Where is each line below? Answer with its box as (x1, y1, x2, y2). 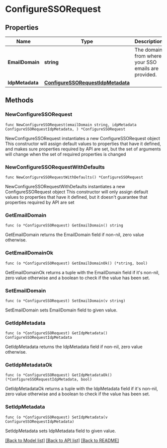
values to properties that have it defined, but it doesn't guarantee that (5, 194, 148, 200)
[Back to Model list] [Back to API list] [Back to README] (5, 437, 119, 443)
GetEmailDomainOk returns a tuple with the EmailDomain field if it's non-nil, (5, 269, 160, 275)
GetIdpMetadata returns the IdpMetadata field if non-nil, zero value (5, 344, 143, 350)
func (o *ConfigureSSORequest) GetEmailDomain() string (5, 223, 123, 228)
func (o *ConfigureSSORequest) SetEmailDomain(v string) (5, 298, 126, 303)
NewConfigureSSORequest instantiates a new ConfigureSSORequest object (5, 135, 161, 141)
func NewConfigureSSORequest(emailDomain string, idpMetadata (5, 122, 137, 127)
